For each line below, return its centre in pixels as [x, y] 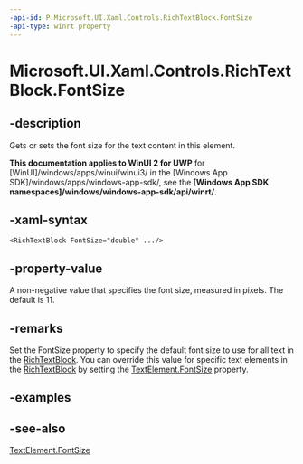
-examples [40, 398]
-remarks [36, 328]
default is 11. [33, 300]
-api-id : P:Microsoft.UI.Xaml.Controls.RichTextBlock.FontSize [131, 18]
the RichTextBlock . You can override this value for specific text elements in [148, 359]
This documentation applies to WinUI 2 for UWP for [107, 163]
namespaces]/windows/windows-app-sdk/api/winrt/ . [113, 192]
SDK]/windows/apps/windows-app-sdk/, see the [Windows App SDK [139, 182]
